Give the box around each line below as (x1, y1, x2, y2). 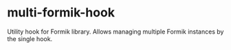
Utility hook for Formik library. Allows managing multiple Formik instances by (7, 27, 224, 36)
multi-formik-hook (7, 5, 115, 21)
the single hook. (7, 34, 53, 42)
